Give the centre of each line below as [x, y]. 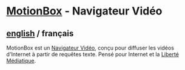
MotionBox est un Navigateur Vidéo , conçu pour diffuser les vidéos [90, 48]
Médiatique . [21, 61]
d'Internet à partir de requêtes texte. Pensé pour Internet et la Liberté [92, 54]
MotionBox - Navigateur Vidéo [84, 11]
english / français [40, 33]
